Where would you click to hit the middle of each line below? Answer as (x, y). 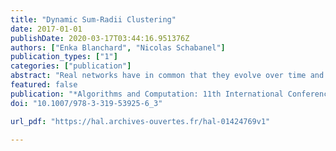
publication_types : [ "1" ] (64, 57)
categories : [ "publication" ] (71, 66)
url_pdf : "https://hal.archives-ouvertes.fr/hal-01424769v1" (140, 121)
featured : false (44, 85)
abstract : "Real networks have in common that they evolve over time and (167, 76)
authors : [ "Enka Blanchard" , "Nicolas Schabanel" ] (118, 47)
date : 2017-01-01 (46, 29)
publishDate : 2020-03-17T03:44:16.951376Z (100, 38)
